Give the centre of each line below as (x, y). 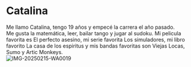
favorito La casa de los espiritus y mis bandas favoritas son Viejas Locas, (95, 46)
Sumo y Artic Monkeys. (35, 52)
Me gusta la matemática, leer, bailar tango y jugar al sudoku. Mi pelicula (94, 33)
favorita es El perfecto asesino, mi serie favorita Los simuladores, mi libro (95, 39)
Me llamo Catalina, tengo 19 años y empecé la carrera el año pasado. (90, 27)
